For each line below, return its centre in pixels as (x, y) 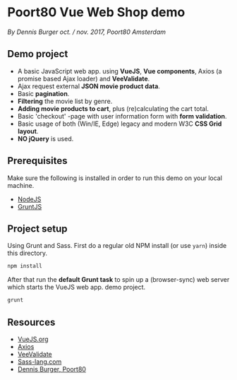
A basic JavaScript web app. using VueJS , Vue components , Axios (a (120, 71)
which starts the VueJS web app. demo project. (77, 287)
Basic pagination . (43, 93)
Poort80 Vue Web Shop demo (96, 12)
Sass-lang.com (39, 362)
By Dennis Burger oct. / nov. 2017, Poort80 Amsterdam (86, 32)
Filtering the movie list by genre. (65, 101)
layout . (28, 131)
